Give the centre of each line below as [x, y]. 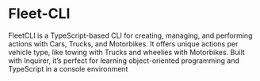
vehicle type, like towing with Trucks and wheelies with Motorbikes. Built [127, 52]
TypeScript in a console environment [68, 68]
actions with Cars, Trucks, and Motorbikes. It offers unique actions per [123, 43]
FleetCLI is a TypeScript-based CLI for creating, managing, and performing [130, 35]
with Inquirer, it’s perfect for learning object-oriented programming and [124, 61]
